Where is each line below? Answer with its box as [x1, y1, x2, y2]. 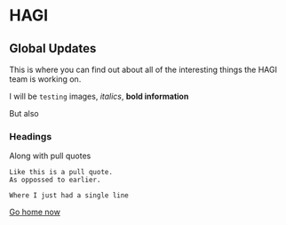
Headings [9, 130, 52, 142]
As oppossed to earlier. [9, 175, 101, 185]
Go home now [9, 206, 60, 218]
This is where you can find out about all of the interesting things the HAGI [9, 64, 278, 75]
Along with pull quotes [9, 150, 91, 161]
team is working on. [9, 74, 82, 84]
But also [9, 108, 39, 118]
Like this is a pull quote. [9, 168, 114, 177]
